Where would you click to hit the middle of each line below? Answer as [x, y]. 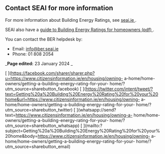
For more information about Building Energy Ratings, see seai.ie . [71, 20]
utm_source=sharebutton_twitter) [39, 110]
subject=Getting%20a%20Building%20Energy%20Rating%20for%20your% [82, 131]
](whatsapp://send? [96, 110]
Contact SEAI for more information [59, 8]
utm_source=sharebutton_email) [38, 146]
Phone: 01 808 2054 [33, 54]
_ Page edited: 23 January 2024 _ [39, 63]
